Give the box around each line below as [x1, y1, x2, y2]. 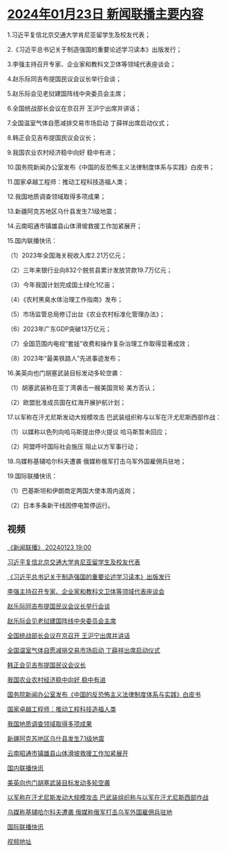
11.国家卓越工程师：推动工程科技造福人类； [7, 177, 129, 185]
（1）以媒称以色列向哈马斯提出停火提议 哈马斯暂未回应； [7, 427, 169, 436]
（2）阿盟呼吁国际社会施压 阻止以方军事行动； [7, 442, 140, 451]
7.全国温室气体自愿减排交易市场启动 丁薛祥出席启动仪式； [7, 118, 171, 127]
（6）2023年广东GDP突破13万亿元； [7, 325, 112, 333]
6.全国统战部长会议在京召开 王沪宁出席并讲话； [7, 104, 142, 112]
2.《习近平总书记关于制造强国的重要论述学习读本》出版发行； [7, 45, 182, 53]
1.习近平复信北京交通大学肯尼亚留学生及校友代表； [7, 30, 151, 39]
